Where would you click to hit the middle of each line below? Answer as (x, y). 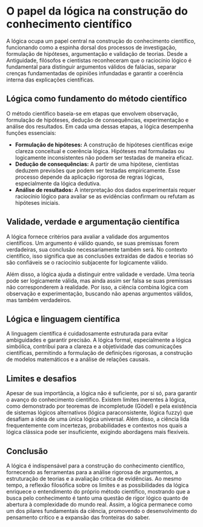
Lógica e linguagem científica (63, 319)
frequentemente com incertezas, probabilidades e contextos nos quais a (97, 425)
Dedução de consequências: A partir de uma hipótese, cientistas (97, 164)
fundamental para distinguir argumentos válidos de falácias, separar (92, 67)
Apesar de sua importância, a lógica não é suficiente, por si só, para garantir (102, 393)
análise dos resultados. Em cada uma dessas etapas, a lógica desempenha (100, 126)
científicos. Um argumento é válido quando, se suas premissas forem (93, 243)
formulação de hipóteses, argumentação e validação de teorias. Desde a (97, 53)
